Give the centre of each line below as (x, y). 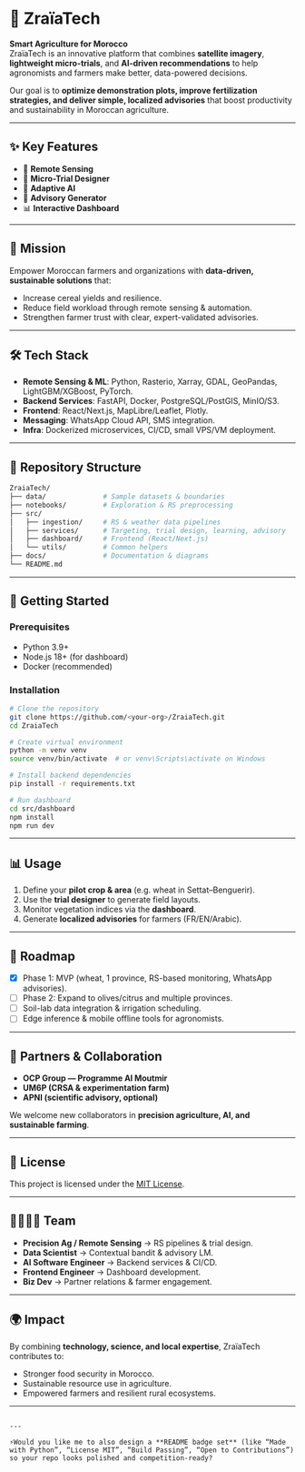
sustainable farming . (49, 1125)
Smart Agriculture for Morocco (69, 44)
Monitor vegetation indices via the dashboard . (109, 910)
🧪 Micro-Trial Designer (66, 178)
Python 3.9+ (46, 647)
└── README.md (36, 565)
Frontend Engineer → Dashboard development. (112, 1272)
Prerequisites (39, 627)
